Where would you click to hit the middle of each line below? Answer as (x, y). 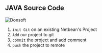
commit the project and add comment (49, 40)
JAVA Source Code (35, 8)
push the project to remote (38, 45)
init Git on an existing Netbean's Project (54, 29)
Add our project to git (33, 34)
